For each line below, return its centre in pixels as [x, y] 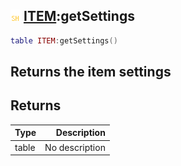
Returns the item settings [91, 72]
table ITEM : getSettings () [64, 40]
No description [75, 147]
